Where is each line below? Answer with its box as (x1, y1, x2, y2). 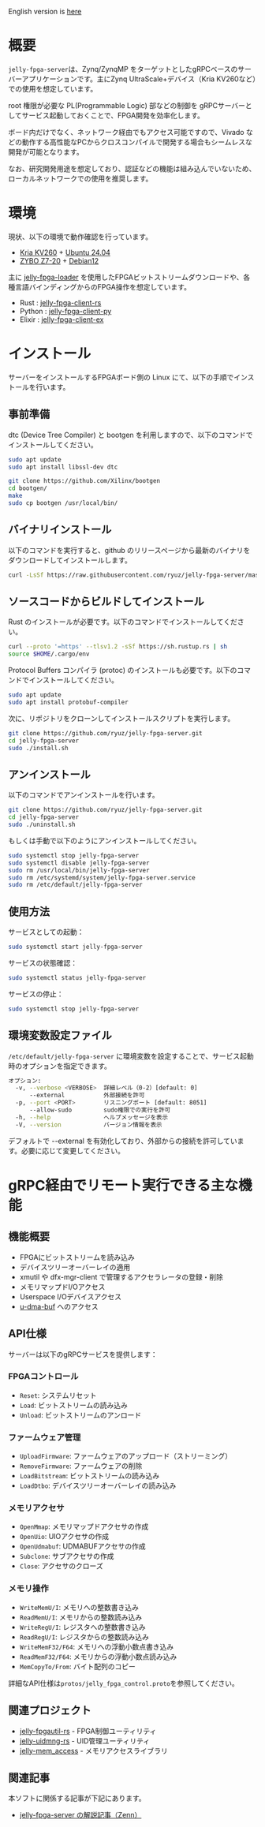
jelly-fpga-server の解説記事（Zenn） (19, 1810, 142, 1820)
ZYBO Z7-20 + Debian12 (19, 256, 99, 265)
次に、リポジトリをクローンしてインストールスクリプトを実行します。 (8, 713, 235, 723)
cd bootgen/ (8, 484, 47, 492)
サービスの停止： (8, 989, 64, 999)
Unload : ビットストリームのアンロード (19, 1410, 142, 1419)
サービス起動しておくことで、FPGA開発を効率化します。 (21, 110, 205, 120)
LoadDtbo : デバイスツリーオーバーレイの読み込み (19, 1481, 177, 1490)
